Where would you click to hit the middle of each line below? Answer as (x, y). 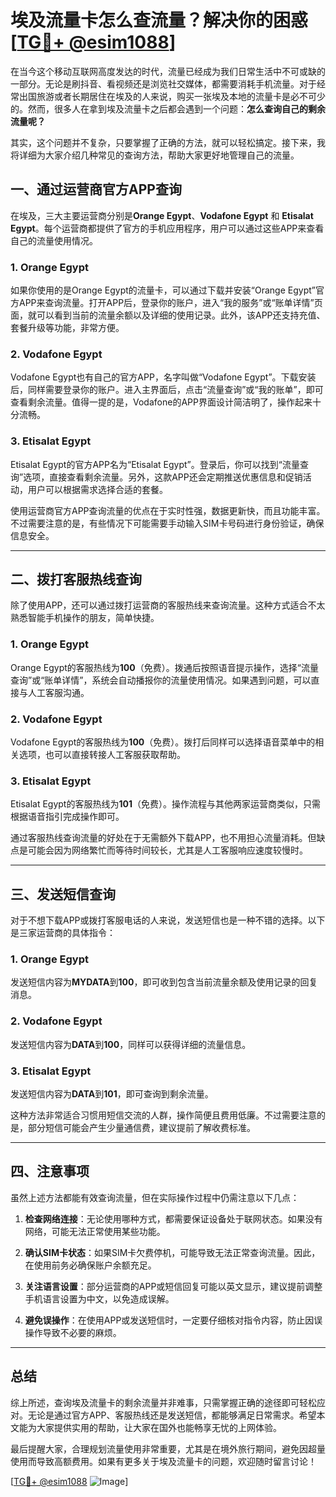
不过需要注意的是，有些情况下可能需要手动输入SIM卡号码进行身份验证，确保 (167, 523)
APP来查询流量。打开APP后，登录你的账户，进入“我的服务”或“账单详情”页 (170, 303)
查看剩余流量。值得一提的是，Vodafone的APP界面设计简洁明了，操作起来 (161, 402)
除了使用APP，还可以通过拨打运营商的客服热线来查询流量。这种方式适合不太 (168, 605)
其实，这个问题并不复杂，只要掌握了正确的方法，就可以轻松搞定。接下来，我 (168, 142)
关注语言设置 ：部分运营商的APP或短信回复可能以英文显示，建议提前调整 (173, 1286)
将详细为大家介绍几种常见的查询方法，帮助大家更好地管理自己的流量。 (155, 155)
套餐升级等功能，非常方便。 (67, 328)
